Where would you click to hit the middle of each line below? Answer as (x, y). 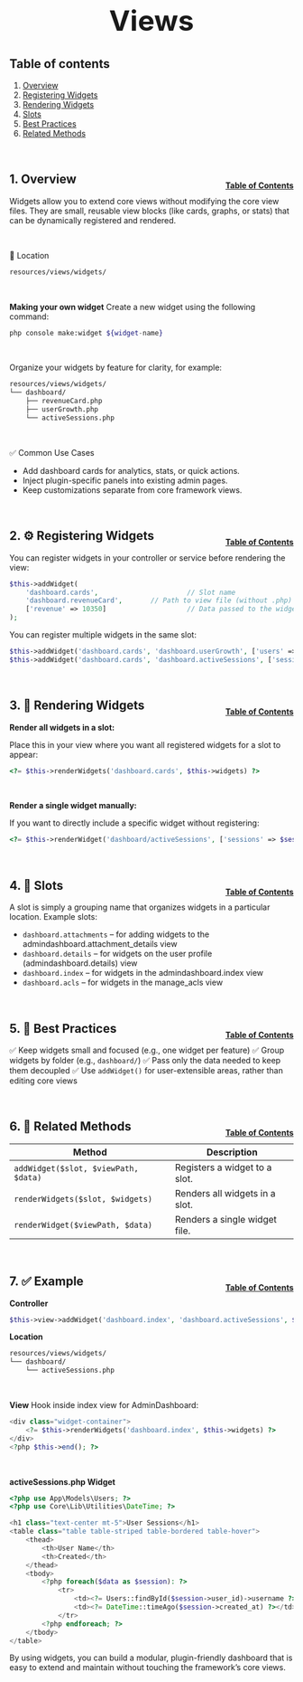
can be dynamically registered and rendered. (93, 220)
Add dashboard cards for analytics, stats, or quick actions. (131, 470)
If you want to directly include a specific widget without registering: (134, 823)
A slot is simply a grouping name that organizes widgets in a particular (140, 907)
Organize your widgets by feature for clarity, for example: (116, 368)
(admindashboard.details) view (80, 963)
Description (232, 1152)
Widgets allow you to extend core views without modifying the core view (144, 201)
